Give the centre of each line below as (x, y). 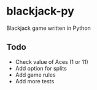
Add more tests (35, 81)
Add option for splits (41, 68)
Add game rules (35, 75)
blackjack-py (41, 11)
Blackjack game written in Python (49, 28)
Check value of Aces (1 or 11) (52, 61)
